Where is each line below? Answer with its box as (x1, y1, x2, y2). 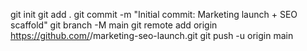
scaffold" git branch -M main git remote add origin (10, 19, 218, 31)
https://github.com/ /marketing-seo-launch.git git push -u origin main (10, 30, 294, 41)
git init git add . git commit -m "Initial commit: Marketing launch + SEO (10, 9, 298, 20)
